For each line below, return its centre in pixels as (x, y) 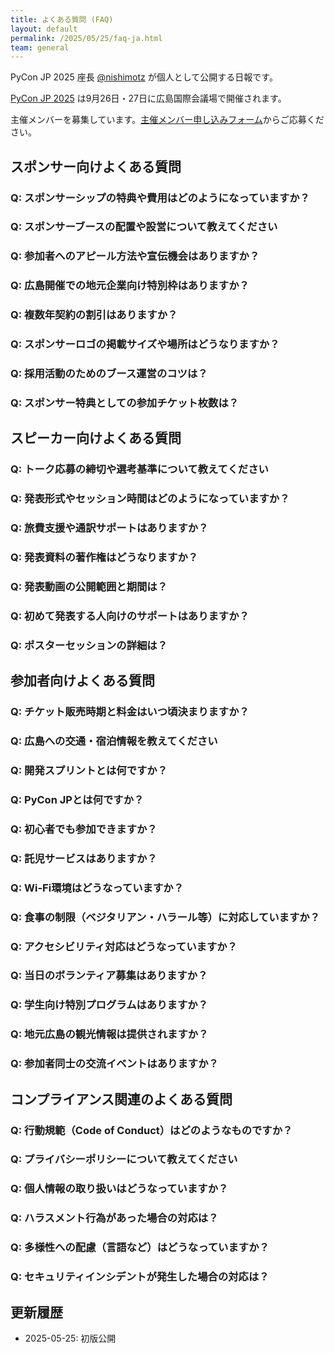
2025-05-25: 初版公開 (70, 1338)
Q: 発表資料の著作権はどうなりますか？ (104, 558)
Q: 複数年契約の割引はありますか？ (94, 315)
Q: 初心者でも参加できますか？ (84, 829)
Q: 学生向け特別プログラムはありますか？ (109, 1005)
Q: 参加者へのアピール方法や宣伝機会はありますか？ (135, 256)
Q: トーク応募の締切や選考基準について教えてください (139, 469)
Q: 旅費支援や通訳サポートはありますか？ (109, 528)
